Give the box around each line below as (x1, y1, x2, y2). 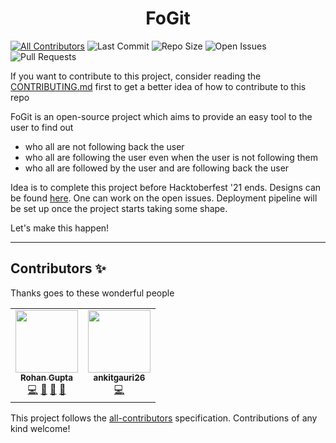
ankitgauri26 (93, 372, 146, 383)
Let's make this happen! (10, 222, 110, 234)
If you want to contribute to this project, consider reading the (10, 70, 262, 82)
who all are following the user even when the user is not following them (24, 151, 319, 163)
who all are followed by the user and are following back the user (24, 162, 290, 174)
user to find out (10, 121, 74, 133)
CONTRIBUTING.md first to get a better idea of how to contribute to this (10, 80, 307, 92)
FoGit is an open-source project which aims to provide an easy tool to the (10, 110, 313, 122)
